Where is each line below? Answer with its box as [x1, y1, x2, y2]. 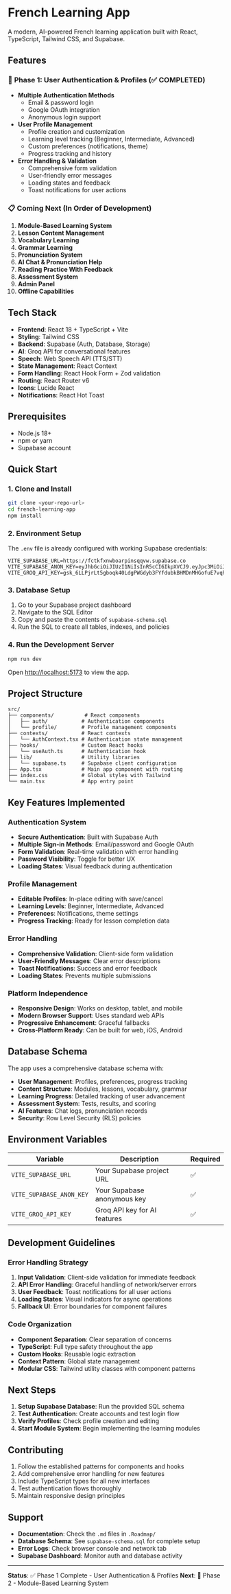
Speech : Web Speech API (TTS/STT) [17, 354, 123, 362]
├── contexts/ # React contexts [8, 730, 131, 737]
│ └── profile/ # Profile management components [8, 724, 177, 731]
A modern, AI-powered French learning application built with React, [8, 27, 198, 36]
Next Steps [8, 1385, 56, 1396]
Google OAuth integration [27, 105, 100, 114]
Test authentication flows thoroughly [17, 1484, 122, 1492]
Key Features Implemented [8, 796, 125, 808]
